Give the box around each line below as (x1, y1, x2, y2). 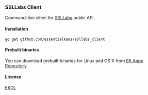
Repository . (5, 63, 28, 69)
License (5, 74, 22, 80)
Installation (5, 26, 28, 32)
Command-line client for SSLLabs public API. (5, 15, 95, 21)
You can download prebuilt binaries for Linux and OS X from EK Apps (5, 58, 143, 63)
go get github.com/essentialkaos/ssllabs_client (5, 37, 105, 42)
